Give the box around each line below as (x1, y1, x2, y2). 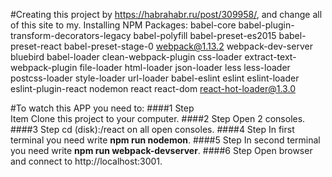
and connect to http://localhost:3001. (10, 155, 163, 167)
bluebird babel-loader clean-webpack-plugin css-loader (10, 51, 243, 63)
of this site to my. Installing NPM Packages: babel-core (10, 19, 237, 31)
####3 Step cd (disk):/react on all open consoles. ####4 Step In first (10, 124, 295, 135)
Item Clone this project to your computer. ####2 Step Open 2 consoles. (10, 113, 306, 124)
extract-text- (244, 51, 297, 63)
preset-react (10, 40, 62, 52)
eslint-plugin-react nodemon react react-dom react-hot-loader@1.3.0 (10, 83, 296, 94)
